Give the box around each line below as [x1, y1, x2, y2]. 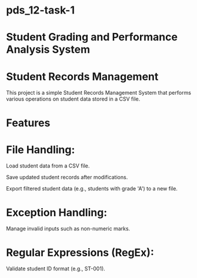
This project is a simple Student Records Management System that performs [6, 89, 191, 96]
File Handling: [6, 143, 75, 156]
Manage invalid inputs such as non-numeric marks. [6, 225, 131, 232]
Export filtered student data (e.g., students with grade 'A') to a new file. [6, 185, 178, 192]
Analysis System [6, 43, 90, 56]
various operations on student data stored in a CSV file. [6, 95, 141, 103]
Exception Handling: [6, 206, 108, 219]
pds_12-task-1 [6, 4, 75, 17]
